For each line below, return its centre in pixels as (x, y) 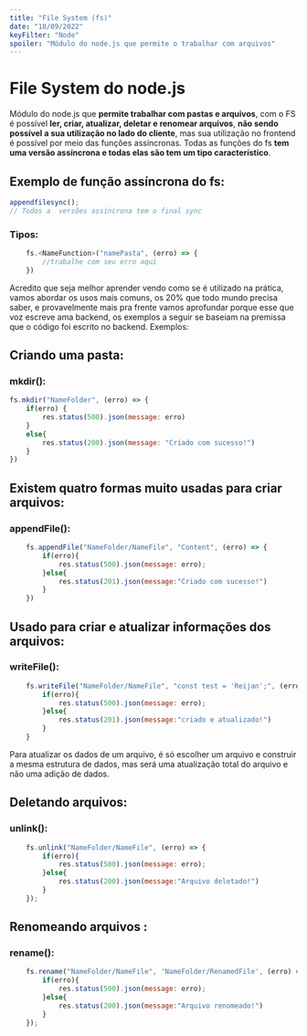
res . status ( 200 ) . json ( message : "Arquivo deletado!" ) (159, 882)
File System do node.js (97, 89)
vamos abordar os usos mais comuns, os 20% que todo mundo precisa (144, 297)
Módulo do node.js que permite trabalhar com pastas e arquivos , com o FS (153, 114)
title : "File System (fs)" (61, 18)
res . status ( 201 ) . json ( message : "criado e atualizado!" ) (165, 720)
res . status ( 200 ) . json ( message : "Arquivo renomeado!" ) (160, 1006)
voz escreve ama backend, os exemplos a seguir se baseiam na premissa (148, 317)
